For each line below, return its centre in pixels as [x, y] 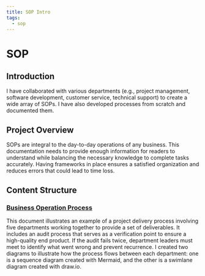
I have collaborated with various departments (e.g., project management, [98, 91]
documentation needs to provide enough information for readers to [91, 151]
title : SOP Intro [28, 12]
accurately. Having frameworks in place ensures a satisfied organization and [103, 164]
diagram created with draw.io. [44, 266]
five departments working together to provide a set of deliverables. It [93, 227]
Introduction [31, 76]
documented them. [30, 110]
